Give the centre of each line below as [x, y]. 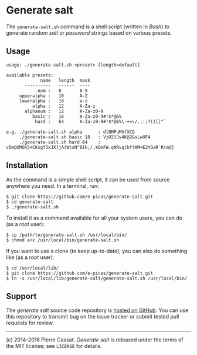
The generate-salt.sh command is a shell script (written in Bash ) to [88, 26]
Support [21, 296]
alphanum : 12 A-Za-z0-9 [64, 111]
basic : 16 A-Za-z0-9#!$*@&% [77, 116]
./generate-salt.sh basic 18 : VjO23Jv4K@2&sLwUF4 [85, 137]
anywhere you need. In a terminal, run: [53, 185]
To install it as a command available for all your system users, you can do [94, 218]
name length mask [65, 80]
